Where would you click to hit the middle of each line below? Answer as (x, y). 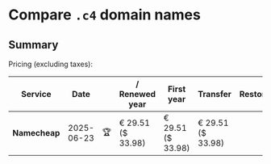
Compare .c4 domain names (105, 15)
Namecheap (36, 133)
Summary (33, 45)
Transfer (215, 94)
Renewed (137, 94)
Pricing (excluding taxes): (51, 64)
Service (36, 94)
